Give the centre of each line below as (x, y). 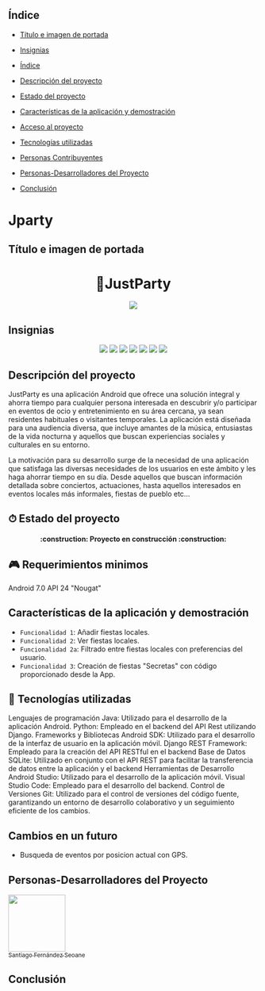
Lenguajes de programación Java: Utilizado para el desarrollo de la (118, 718)
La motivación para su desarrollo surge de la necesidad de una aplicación (129, 460)
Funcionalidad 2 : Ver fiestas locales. (80, 640)
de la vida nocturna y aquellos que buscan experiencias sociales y (117, 436)
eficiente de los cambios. (49, 811)
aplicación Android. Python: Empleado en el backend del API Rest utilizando (132, 727)
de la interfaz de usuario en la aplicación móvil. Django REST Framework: (128, 743)
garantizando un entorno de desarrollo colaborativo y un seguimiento (121, 802)
